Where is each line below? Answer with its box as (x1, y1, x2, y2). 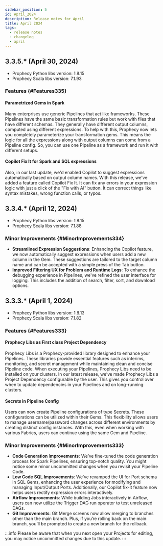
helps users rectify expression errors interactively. (12, 490, 114, 495)
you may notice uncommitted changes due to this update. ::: (5, 536, 126, 542)
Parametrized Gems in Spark (5, 100, 65, 106)
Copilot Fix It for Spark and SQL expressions (5, 158, 97, 164)
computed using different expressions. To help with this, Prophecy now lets (5, 126, 157, 132)
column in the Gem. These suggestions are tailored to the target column (12, 257, 158, 262)
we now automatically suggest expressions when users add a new (12, 251, 146, 257)
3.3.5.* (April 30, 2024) (5, 57, 78, 66)
